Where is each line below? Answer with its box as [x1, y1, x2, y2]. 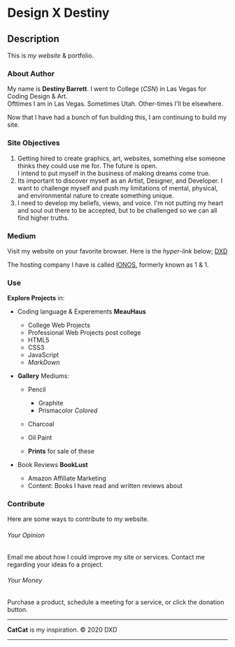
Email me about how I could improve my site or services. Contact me [7, 552, 205, 561]
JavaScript [27, 351, 59, 359]
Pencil [27, 385, 46, 394]
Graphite [38, 399, 64, 408]
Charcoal [27, 420, 55, 429]
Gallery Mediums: [17, 372, 70, 380]
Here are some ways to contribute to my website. [7, 515, 149, 523]
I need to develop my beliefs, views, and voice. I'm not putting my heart [17, 198, 224, 207]
